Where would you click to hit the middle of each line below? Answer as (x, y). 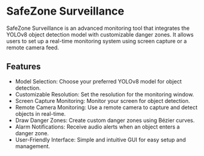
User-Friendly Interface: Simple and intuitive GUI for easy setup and (100, 140)
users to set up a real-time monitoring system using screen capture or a (97, 41)
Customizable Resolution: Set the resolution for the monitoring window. (104, 94)
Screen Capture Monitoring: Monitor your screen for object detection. (103, 101)
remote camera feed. (33, 48)
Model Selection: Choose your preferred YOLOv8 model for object (98, 81)
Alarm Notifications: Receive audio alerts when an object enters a (97, 127)
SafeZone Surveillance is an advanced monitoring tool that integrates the (98, 28)
